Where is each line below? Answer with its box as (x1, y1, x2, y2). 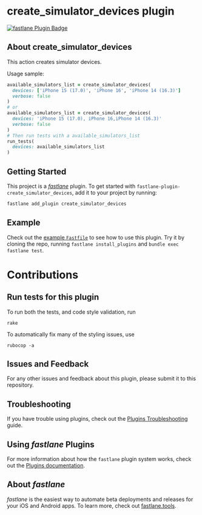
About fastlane (7, 479, 66, 490)
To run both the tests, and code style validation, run (7, 308, 136, 316)
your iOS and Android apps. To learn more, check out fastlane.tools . (7, 502, 177, 509)
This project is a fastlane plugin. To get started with (7, 182, 136, 190)
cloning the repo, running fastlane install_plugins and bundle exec (7, 240, 179, 247)
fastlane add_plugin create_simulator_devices (7, 201, 127, 207)
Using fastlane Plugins (7, 439, 95, 449)
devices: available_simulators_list (12, 144, 105, 150)
